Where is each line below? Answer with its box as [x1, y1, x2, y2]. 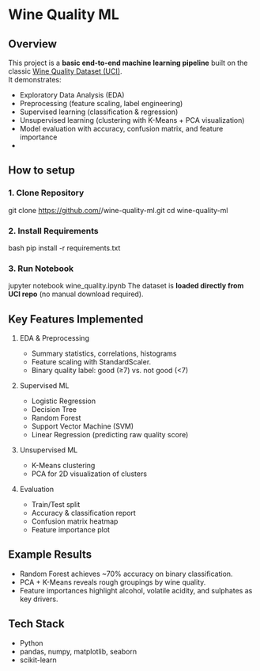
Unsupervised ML [19, 445, 78, 455]
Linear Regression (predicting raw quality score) [31, 430, 189, 440]
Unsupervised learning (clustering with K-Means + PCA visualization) [19, 116, 245, 124]
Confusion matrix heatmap [31, 517, 119, 526]
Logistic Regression [31, 396, 96, 406]
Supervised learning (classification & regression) [19, 107, 179, 116]
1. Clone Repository [8, 188, 85, 199]
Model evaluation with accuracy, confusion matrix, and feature [19, 124, 224, 133]
